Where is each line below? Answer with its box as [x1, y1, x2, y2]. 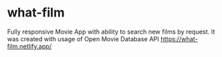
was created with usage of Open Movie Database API [7, 34, 159, 43]
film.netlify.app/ [7, 42, 52, 50]
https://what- [160, 34, 198, 43]
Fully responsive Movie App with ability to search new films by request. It [7, 27, 216, 36]
